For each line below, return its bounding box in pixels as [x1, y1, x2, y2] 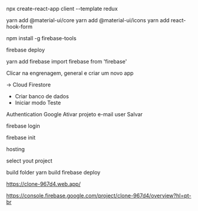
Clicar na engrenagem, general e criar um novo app [6, 70, 134, 77]
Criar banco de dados [14, 93, 69, 100]
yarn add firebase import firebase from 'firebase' [6, 58, 127, 65]
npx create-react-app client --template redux [6, 5, 118, 12]
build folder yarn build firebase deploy [6, 169, 101, 176]
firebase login [6, 122, 40, 129]
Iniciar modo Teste [14, 99, 61, 106]
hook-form [6, 23, 33, 30]
